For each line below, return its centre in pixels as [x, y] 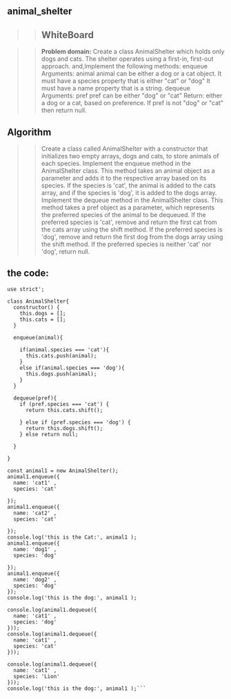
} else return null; [49, 434]
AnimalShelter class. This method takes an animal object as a [128, 171]
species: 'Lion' [37, 676]
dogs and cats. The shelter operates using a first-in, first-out [127, 59]
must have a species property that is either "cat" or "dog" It [125, 81]
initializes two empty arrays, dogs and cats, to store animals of [130, 156]
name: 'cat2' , [35, 513]
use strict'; [26, 289]
